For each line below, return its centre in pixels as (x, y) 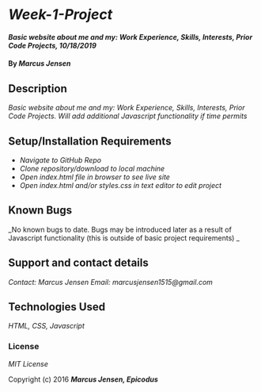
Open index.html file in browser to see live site (95, 177)
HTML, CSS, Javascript (47, 326)
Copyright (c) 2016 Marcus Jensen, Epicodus (83, 379)
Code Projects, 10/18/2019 (52, 45)
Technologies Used (57, 307)
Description (38, 88)
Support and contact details (78, 263)
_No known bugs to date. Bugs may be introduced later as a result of (120, 229)
